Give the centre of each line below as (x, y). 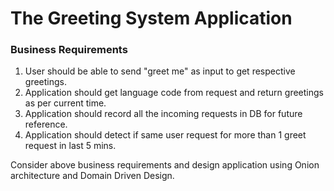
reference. (46, 124)
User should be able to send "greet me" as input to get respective (160, 71)
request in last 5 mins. (70, 146)
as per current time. (65, 103)
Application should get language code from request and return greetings (174, 93)
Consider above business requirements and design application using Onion (165, 165)
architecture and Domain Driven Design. (92, 176)
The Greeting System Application (151, 18)
